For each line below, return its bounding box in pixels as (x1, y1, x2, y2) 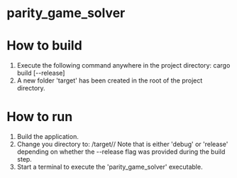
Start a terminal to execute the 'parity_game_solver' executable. (16, 162, 203, 172)
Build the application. (16, 132, 79, 141)
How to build (6, 38, 82, 54)
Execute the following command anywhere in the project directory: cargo (16, 61, 231, 70)
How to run (6, 109, 73, 125)
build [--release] (16, 69, 65, 78)
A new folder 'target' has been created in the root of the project (16, 76, 203, 85)
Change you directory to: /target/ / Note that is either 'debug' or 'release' (16, 140, 228, 149)
